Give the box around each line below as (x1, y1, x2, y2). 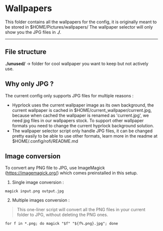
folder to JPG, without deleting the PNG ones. (16, 212, 108, 218)
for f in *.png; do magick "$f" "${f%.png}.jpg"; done (5, 221, 118, 226)
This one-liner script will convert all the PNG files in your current (16, 207, 146, 213)
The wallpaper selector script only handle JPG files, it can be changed (12, 128, 153, 134)
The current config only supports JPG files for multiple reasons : (5, 92, 134, 98)
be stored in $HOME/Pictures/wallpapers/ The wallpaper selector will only (5, 24, 153, 30)
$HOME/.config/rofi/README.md (12, 138, 79, 144)
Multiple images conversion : (12, 197, 70, 203)
